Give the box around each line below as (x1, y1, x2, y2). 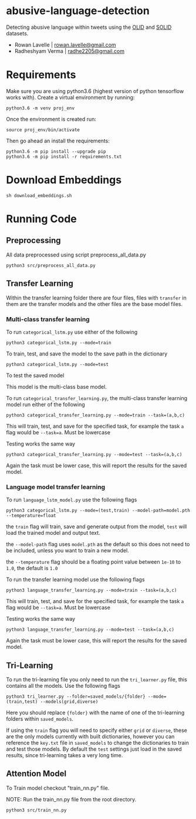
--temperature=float (6, 513, 57, 519)
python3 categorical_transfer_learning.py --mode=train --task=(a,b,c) (6, 412, 185, 418)
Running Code (6, 212, 77, 225)
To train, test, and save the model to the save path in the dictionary (6, 350, 168, 357)
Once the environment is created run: (6, 115, 97, 122)
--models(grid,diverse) (40, 699, 99, 705)
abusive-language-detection (6, 4, 150, 18)
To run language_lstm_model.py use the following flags (6, 496, 137, 504)
